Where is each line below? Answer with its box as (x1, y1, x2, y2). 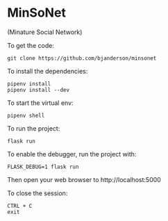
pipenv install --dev (7, 86, 70, 93)
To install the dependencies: (7, 67, 88, 75)
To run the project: (7, 124, 60, 133)
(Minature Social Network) (7, 28, 83, 36)
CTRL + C (7, 202, 33, 209)
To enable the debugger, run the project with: (7, 149, 137, 158)
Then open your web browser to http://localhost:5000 (7, 175, 161, 183)
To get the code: (7, 41, 54, 49)
